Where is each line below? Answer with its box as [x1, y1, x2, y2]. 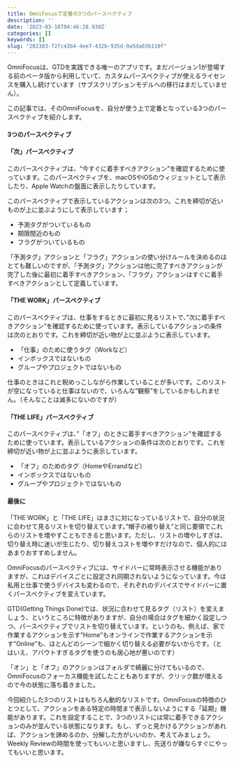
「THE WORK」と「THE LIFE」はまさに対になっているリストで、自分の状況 [7, 514, 225, 522]
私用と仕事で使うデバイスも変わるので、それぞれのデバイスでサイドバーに [7, 581, 221, 589]
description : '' [7, 17, 54, 24]
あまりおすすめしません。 [7, 549, 81, 557]
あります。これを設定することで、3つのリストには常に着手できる [19, 713, 206, 722]
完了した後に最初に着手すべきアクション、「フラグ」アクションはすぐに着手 [7, 270, 224, 279]
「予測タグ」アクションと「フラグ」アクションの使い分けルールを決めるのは [7, 253, 227, 261]
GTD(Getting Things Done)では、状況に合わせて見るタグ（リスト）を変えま [7, 605, 225, 613]
